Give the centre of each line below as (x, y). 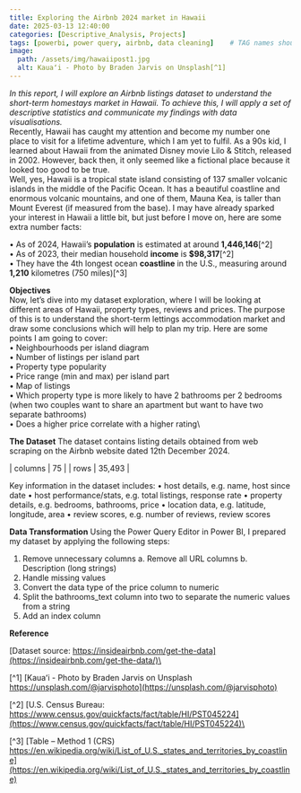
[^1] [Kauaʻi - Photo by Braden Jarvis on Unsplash (101, 677)
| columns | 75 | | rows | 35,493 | (69, 468)
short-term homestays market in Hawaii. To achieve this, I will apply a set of (150, 102)
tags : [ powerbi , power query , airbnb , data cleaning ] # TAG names (142, 43)
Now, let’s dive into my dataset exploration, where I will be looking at (135, 300)
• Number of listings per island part (75, 357)
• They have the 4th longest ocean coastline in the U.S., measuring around (148, 263)
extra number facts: (46, 226)
